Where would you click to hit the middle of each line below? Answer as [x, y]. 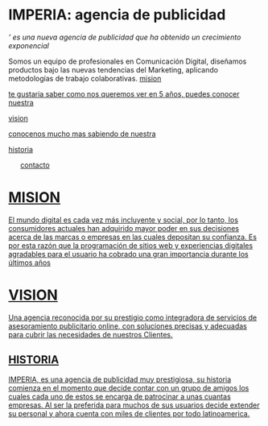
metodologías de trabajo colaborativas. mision [85, 78]
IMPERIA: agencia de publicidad [117, 15]
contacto [35, 165]
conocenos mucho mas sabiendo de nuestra [82, 134]
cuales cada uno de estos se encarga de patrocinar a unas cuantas [120, 396]
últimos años [29, 263]
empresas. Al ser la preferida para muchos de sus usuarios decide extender [134, 405]
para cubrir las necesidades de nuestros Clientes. [91, 334]
